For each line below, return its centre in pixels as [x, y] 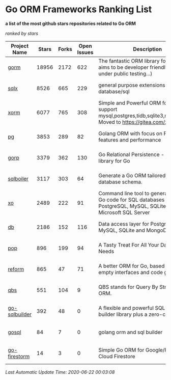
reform [16, 269]
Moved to [110, 122]
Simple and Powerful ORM [130, 103]
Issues [85, 52]
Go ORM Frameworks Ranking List [79, 9]
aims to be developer [124, 67]
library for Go [114, 160]
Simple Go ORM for [121, 350]
